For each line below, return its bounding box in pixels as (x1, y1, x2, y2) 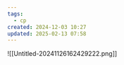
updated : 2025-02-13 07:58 (7, 30, 87, 37)
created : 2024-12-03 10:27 (7, 23, 87, 30)
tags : (7, 10, 23, 18)
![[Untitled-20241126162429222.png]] (7, 49, 118, 58)
